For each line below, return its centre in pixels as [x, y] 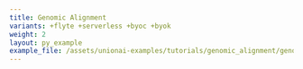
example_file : [36, 51]
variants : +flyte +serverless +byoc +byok [90, 26]
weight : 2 [28, 34]
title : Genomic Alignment [58, 17]
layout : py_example [46, 43]
